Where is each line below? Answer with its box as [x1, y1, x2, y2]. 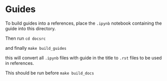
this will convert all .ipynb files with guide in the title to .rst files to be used [5, 54, 162, 61]
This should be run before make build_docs [5, 69, 94, 76]
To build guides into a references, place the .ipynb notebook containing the [5, 20, 162, 26]
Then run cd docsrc [5, 35, 46, 41]
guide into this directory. [5, 25, 56, 31]
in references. [5, 60, 34, 66]
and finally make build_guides [5, 45, 67, 51]
